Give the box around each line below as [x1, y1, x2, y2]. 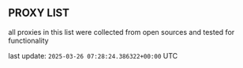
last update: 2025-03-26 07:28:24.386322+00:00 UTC [8, 51, 178, 60]
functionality [8, 36, 49, 45]
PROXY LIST [8, 6, 69, 20]
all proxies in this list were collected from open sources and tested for [8, 27, 235, 36]
